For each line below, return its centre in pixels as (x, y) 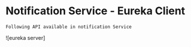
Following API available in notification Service (69, 27)
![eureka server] (25, 37)
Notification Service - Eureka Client (95, 11)
